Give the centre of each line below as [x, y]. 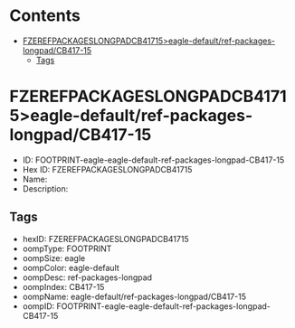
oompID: [38, 306]
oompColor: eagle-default [71, 267]
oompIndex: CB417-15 [63, 286]
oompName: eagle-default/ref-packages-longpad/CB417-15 [134, 296]
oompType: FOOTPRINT [67, 248]
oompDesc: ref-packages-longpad [87, 277]
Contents [45, 16]
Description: [45, 188]
